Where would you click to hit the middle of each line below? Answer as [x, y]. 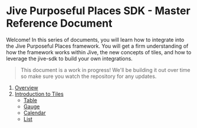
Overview [26, 87]
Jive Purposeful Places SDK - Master [98, 11]
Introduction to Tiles [39, 94]
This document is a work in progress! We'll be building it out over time [105, 70]
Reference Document [59, 23]
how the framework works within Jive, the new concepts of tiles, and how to [99, 52]
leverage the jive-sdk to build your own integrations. [69, 58]
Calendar [35, 113]
